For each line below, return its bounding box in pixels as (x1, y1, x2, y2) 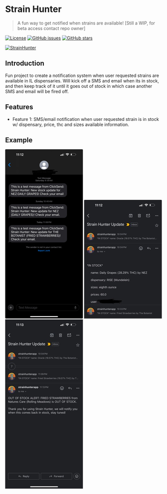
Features (5, 103, 33, 111)
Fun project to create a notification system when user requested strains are (5, 72, 159, 78)
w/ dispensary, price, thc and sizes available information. (12, 121, 129, 127)
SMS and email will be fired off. (5, 88, 69, 94)
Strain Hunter (5, 3, 62, 15)
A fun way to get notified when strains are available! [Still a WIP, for (17, 20, 156, 26)
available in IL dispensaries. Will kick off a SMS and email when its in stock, (5, 77, 159, 83)
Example (5, 136, 33, 144)
